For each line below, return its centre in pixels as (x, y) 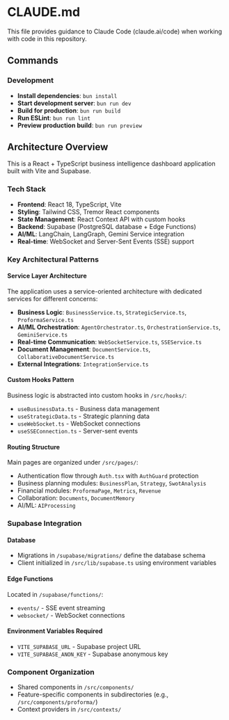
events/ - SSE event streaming (61, 608)
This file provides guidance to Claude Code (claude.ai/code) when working (115, 31)
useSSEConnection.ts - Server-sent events (77, 431)
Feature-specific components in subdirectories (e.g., (93, 695)
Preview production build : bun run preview (80, 125)
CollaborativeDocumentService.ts (66, 357)
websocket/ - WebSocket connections (71, 615)
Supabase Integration (45, 524)
